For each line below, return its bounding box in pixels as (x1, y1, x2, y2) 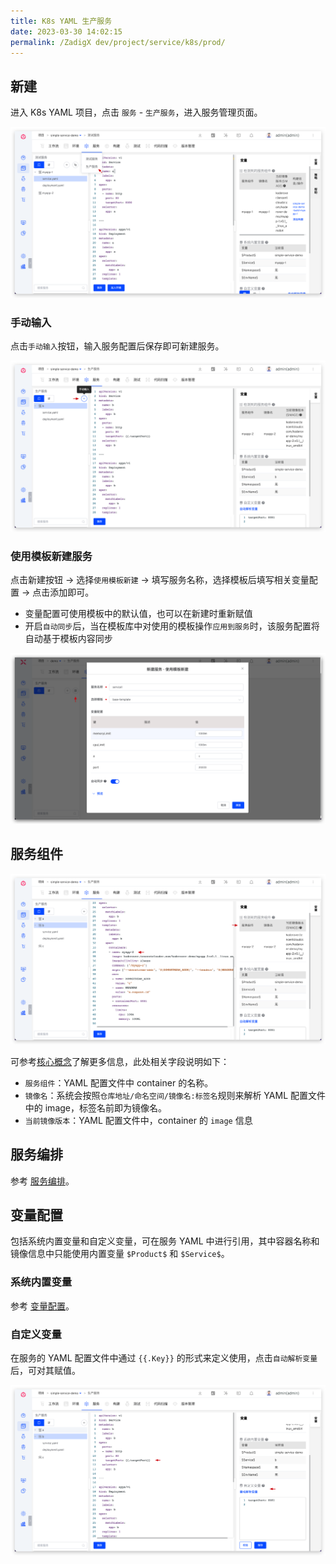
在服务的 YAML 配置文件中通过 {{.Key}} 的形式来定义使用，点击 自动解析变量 (10, 1351, 318, 1364)
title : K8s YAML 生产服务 (10, 16, 113, 26)
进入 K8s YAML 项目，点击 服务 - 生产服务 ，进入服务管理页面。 (10, 106, 263, 119)
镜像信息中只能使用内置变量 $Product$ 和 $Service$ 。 (10, 1248, 230, 1260)
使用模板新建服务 (10, 549, 93, 563)
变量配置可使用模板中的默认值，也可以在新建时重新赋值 (24, 608, 253, 620)
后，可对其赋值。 (10, 1364, 81, 1376)
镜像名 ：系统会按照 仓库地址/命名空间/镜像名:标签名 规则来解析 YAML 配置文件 (24, 1089, 327, 1101)
